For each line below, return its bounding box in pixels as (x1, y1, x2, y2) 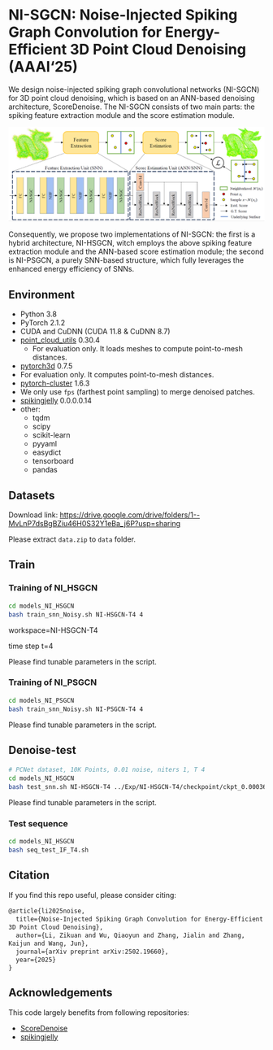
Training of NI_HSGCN (8, 582, 98, 594)
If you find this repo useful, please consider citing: (8, 890, 177, 900)
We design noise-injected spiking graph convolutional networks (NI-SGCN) (8, 84, 260, 94)
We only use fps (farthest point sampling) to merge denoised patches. (19, 387, 256, 397)
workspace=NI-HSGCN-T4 (8, 625, 99, 635)
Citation (8, 869, 50, 882)
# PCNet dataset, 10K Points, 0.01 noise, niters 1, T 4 (8, 766, 206, 774)
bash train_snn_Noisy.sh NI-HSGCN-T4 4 (8, 610, 144, 619)
